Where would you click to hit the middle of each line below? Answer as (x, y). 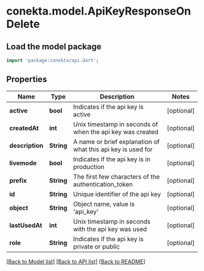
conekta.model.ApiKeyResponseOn (99, 11)
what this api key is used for (113, 149)
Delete (23, 24)
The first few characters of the (117, 176)
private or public (97, 246)
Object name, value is (104, 204)
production (89, 166)
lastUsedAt (26, 225)
